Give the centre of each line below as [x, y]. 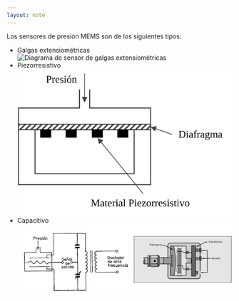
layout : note [26, 15]
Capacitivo [33, 220]
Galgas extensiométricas [54, 50]
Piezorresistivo [39, 65]
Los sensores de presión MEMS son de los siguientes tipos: [94, 36]
